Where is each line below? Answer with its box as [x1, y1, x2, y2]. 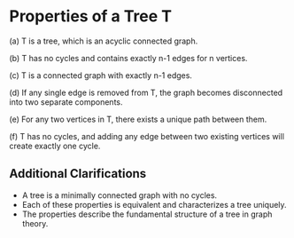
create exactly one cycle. [9, 140, 101, 151]
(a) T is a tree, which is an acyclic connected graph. [9, 36, 198, 46]
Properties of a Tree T [9, 6, 173, 27]
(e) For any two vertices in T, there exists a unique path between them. [9, 114, 267, 124]
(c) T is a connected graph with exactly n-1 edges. [9, 69, 193, 81]
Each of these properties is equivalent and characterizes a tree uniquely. [21, 199, 287, 210]
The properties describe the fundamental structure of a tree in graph [21, 209, 273, 219]
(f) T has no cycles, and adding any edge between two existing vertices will [9, 131, 285, 141]
